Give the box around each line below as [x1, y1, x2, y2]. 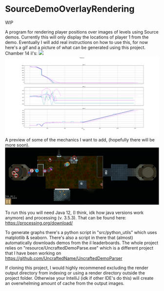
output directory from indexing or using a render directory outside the [5, 270, 145, 276]
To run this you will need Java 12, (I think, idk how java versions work [5, 210, 144, 215]
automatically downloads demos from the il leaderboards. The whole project [5, 240, 159, 246]
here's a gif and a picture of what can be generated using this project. [5, 44, 145, 50]
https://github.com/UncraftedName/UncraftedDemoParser [5, 255, 123, 261]
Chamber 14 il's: [5, 50, 38, 56]
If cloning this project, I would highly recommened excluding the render [5, 265, 149, 271]
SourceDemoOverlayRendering [5, 3, 135, 15]
